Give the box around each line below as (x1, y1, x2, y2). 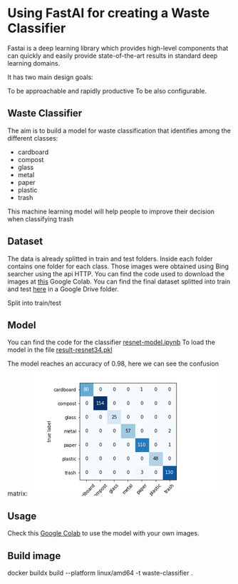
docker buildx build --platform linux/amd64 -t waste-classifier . (7, 569, 193, 577)
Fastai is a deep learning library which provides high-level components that (7, 44, 229, 52)
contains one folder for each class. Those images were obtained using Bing (7, 262, 229, 271)
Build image (7, 550, 61, 562)
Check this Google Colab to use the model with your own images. (7, 529, 200, 538)
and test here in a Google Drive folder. (7, 284, 119, 293)
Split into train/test (7, 298, 62, 307)
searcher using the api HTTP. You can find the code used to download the (7, 269, 225, 278)
